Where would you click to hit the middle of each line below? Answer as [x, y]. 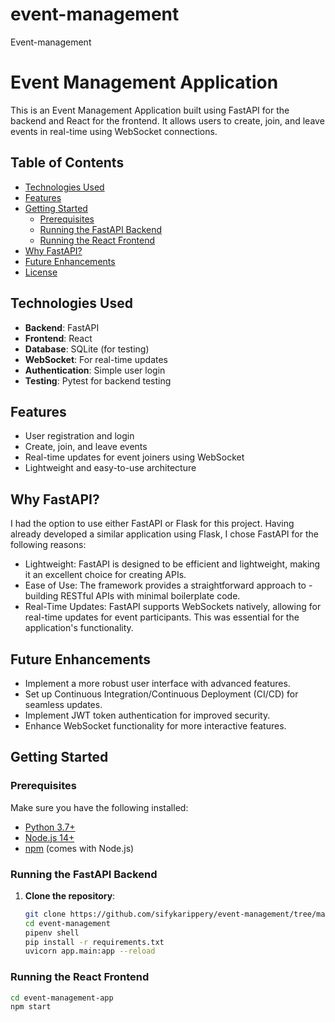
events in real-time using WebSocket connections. [114, 131]
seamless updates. [63, 704]
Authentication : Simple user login [95, 370]
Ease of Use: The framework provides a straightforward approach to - [168, 585]
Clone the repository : [70, 895]
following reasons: [48, 545]
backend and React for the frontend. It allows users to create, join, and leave [167, 120]
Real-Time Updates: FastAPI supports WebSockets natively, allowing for [173, 607]
